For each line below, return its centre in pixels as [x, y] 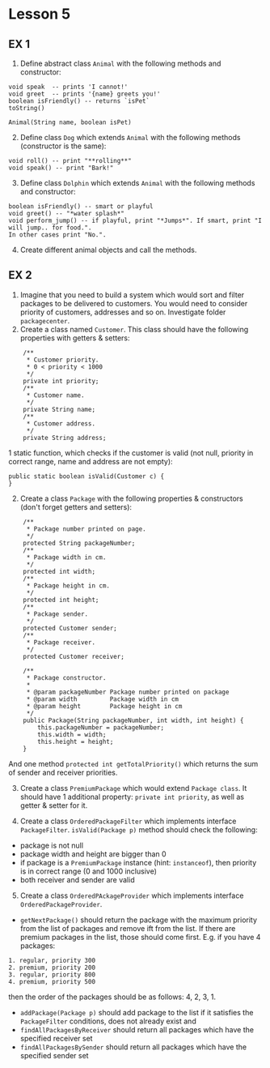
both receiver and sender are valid [77, 879]
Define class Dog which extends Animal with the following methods [130, 137]
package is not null [51, 845]
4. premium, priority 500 [52, 981]
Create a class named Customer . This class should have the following [134, 329]
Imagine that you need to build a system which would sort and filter [132, 295]
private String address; [65, 438]
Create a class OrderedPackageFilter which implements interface [128, 821]
